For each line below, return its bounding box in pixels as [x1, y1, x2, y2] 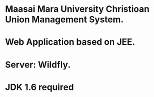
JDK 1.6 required [5, 81, 74, 93]
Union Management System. [5, 14, 124, 25]
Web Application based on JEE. [5, 36, 135, 48]
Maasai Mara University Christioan [5, 3, 150, 15]
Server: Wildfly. [5, 59, 71, 70]
